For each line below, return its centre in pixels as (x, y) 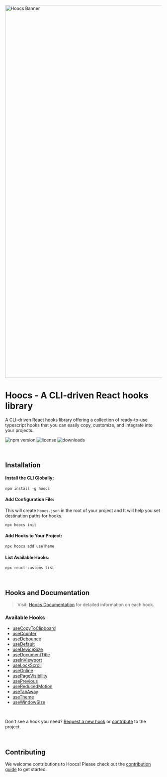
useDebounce (27, 639)
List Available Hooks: (27, 557)
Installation (23, 465)
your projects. (19, 430)
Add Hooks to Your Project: (34, 536)
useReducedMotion (32, 687)
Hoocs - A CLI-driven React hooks (77, 395)
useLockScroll (27, 665)
